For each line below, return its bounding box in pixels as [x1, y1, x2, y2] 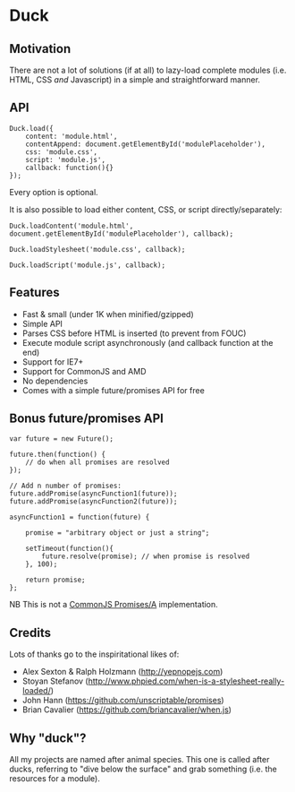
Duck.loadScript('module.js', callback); [9, 261, 166, 270]
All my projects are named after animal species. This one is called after [9, 754, 270, 765]
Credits [9, 624, 52, 641]
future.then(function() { [9, 450, 105, 460]
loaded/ [21, 685, 51, 696]
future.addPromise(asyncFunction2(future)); [9, 497, 178, 506]
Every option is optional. [9, 186, 98, 197]
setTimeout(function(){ [25, 544, 114, 554]
